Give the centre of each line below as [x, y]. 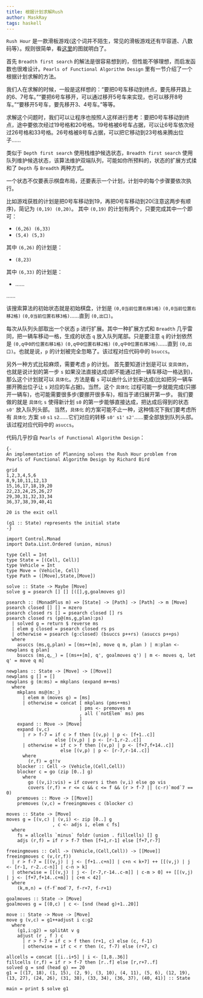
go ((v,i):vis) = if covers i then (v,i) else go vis [97, 783]
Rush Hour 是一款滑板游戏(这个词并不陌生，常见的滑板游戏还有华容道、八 [97, 41]
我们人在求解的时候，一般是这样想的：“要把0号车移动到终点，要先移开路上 [99, 90]
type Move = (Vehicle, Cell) [43, 571]
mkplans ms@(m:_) [39, 693]
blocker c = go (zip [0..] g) [55, 772]
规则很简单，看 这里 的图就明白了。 [67, 48]
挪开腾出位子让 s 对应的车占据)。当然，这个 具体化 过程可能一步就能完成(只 [99, 387]
